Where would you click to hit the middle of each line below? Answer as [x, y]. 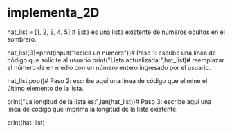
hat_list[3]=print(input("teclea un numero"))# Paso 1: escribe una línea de [112, 53]
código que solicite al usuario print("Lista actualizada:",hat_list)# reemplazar [116, 60]
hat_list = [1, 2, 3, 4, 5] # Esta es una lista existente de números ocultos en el [116, 32]
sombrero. [22, 39]
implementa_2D [53, 13]
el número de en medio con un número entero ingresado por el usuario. [109, 67]
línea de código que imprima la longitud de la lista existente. [92, 109]
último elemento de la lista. [46, 88]
